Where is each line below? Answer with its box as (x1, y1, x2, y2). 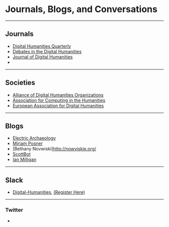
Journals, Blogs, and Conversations (5, 4, 157, 15)
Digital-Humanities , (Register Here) (12, 189, 86, 195)
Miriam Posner (12, 140, 43, 146)
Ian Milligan (12, 157, 37, 163)
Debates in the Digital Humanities (12, 48, 82, 54)
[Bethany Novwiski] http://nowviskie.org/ (12, 146, 97, 152)
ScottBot (12, 151, 31, 157)
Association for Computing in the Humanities (12, 97, 106, 103)
